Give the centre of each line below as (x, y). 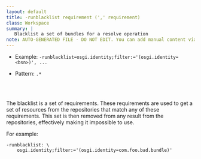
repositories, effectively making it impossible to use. (70, 122)
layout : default (26, 12)
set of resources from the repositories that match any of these (83, 109)
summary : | (20, 28)
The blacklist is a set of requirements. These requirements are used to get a (100, 103)
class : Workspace (28, 23)
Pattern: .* (28, 73)
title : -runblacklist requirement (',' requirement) (73, 17)
